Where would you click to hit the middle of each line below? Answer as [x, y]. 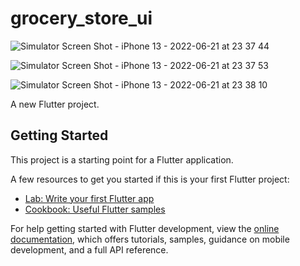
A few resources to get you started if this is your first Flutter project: [150, 179]
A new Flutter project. [55, 104]
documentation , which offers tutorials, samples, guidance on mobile [150, 239]
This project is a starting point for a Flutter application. [122, 159]
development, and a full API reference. [89, 249]
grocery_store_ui [81, 18]
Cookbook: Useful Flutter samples [95, 209]
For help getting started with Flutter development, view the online [145, 228]
